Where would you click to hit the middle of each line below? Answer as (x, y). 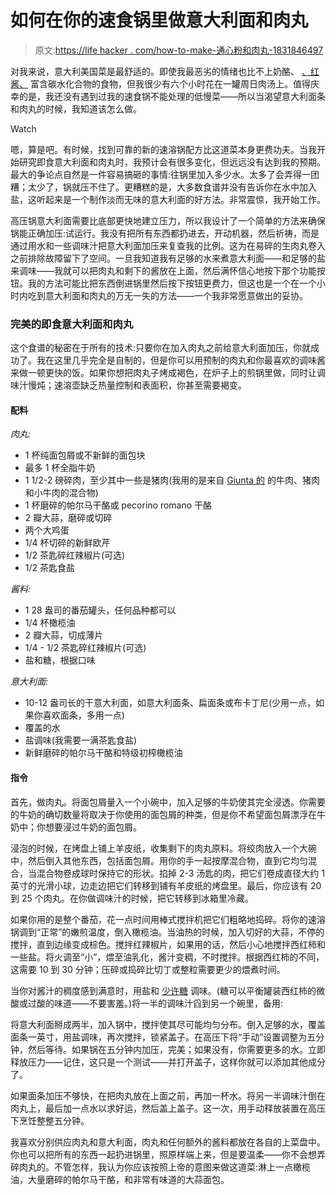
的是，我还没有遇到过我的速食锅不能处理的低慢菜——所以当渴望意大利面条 (172, 96)
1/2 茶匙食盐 (50, 568)
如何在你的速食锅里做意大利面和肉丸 (159, 20)
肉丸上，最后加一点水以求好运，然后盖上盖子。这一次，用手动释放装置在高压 (168, 1108)
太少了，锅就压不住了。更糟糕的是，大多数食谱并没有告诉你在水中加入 (172, 187)
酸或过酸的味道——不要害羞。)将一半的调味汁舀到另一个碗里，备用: (147, 1003)
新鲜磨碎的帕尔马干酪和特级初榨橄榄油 (103, 753)
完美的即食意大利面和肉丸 (72, 324)
